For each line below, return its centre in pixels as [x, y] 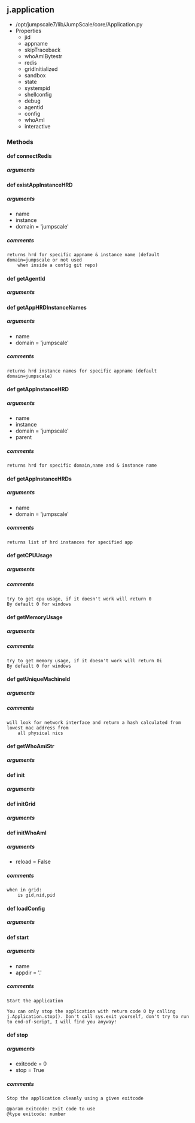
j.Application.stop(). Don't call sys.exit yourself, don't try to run [98, 1016]
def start [18, 937]
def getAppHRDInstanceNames [47, 307]
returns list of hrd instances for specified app [70, 542]
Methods [20, 142]
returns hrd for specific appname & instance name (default [83, 255]
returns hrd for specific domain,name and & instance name [82, 466]
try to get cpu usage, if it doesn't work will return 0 [79, 599]
